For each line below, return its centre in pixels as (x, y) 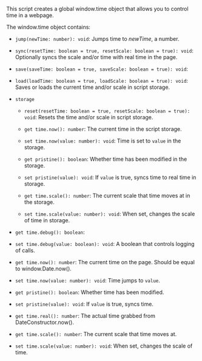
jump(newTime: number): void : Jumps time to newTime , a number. (97, 39)
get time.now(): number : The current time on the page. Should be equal (105, 262)
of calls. (25, 250)
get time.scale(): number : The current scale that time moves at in (107, 195)
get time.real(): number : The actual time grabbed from (85, 316)
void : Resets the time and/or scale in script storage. (89, 117)
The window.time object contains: (49, 27)
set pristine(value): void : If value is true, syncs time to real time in (110, 177)
